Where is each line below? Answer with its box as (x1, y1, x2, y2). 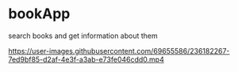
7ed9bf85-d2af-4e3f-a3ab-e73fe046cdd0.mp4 (8, 55, 164, 64)
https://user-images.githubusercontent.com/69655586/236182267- (8, 46, 230, 55)
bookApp (8, 5, 71, 23)
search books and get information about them (8, 31, 159, 40)
